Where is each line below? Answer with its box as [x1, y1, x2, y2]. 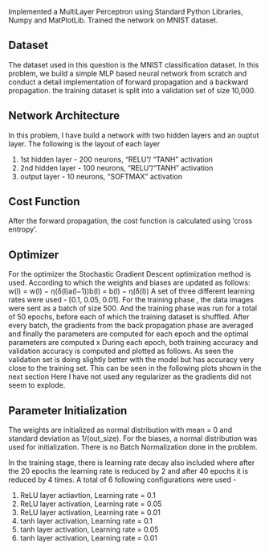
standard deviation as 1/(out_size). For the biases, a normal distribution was [8, 434, 258, 443]
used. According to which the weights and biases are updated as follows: [8, 278, 251, 288]
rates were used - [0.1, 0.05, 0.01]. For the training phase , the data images [8, 295, 255, 305]
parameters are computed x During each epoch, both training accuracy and [8, 338, 259, 347]
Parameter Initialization [8, 404, 128, 417]
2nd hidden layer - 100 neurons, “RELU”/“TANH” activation [19, 162, 214, 172]
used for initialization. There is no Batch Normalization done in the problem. [8, 442, 259, 452]
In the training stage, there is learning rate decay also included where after [8, 458, 255, 467]
